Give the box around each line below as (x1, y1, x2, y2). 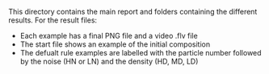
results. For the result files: (8, 15, 98, 25)
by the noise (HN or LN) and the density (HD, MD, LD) (19, 56, 199, 66)
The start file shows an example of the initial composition (19, 39, 211, 49)
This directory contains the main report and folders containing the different (8, 7, 258, 16)
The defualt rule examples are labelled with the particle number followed (19, 48, 262, 57)
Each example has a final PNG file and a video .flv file (19, 31, 198, 40)
